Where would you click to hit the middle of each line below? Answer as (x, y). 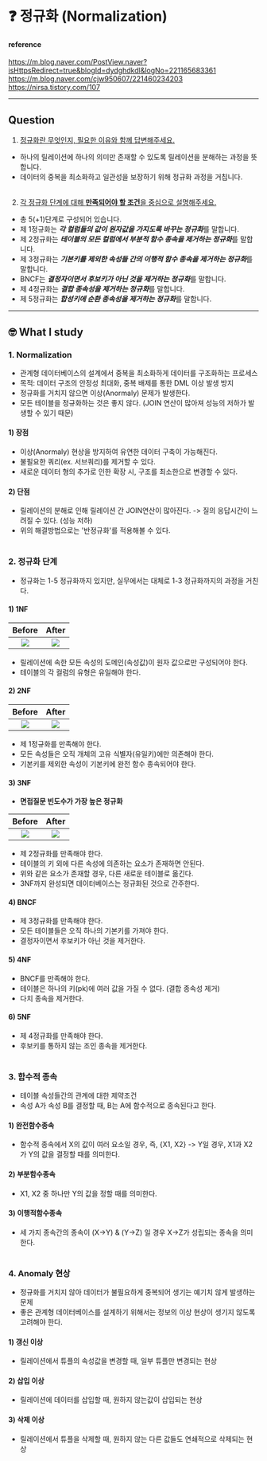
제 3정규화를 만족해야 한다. (61, 921)
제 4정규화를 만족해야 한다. (61, 1036)
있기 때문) (58, 413)
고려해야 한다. (41, 1322)
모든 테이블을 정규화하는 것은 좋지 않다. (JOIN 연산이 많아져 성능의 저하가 (133, 402)
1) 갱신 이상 (26, 1342)
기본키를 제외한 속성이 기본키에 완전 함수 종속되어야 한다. (108, 764)
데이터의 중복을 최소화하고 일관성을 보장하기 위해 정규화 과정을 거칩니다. (131, 177)
